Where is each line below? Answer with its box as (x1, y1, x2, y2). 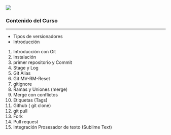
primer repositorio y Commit (13, 59, 73, 65)
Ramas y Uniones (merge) (13, 86, 68, 92)
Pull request (13, 119, 39, 125)
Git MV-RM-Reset (13, 76, 50, 82)
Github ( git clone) (13, 103, 51, 109)
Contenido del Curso (6, 17, 58, 24)
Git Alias (13, 70, 31, 76)
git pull (13, 108, 27, 114)
